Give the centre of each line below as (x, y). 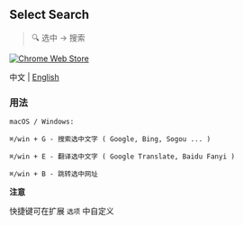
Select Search (49, 15)
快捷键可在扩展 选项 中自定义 (62, 211)
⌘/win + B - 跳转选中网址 (54, 175)
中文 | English (35, 76)
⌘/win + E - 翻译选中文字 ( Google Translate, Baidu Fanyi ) (122, 157)
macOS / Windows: (42, 122)
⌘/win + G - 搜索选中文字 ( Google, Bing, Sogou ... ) (110, 139)
